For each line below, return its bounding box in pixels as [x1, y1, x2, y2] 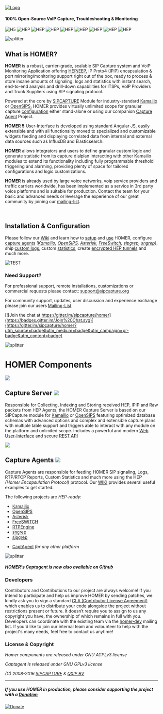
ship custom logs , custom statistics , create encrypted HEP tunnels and [5, 245, 147, 251]
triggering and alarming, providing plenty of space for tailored [5, 163, 129, 170]
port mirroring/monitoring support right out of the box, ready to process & [5, 73, 152, 79]
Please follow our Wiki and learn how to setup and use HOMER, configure [5, 235, 152, 240]
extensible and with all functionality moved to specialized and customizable [5, 128, 156, 134]
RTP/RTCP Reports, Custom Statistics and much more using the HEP [5, 474, 142, 480]
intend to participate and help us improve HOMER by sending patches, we [5, 593, 153, 598]
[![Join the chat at [5, 312, 41, 318]
